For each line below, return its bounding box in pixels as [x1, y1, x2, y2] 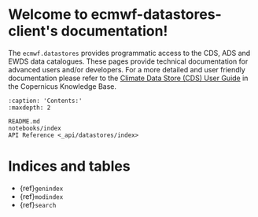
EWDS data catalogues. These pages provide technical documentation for [8, 57, 249, 66]
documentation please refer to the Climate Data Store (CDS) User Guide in [8, 73, 249, 83]
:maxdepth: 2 [8, 104, 51, 112]
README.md [8, 117, 41, 125]
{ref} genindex [19, 183, 64, 193]
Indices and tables [8, 157, 131, 175]
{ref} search [19, 200, 57, 209]
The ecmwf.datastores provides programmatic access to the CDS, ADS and [8, 48, 251, 57]
